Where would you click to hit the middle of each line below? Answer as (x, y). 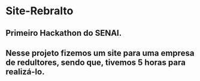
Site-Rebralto (40, 11)
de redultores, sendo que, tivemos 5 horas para (96, 62)
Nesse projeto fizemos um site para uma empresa (100, 53)
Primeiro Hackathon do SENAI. (64, 33)
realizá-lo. (25, 72)
